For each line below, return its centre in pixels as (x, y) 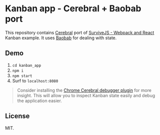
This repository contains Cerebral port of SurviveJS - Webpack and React (80, 32)
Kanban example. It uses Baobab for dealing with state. (61, 38)
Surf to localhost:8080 (35, 81)
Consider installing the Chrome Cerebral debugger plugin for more (84, 90)
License (17, 116)
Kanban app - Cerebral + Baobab (73, 9)
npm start (22, 76)
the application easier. (40, 101)
